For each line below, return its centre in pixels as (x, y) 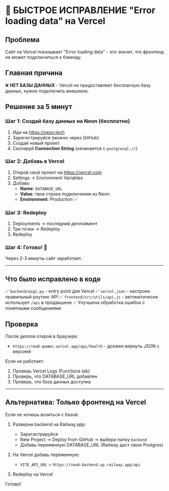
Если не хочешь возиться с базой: (42, 414)
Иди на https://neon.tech (38, 132)
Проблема (23, 40)
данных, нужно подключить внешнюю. (47, 91)
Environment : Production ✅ (49, 199)
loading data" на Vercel (55, 21)
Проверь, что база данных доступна (52, 382)
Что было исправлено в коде (53, 279)
